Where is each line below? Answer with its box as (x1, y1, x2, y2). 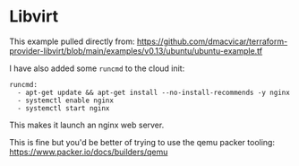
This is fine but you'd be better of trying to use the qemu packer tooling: (9, 136, 276, 147)
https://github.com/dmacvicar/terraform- (136, 36, 288, 47)
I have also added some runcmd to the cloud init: (9, 63, 185, 74)
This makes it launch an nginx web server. (9, 119, 165, 130)
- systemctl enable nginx (17, 96, 115, 105)
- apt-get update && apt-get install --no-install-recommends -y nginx (17, 88, 291, 97)
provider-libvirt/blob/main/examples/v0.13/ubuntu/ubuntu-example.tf (9, 45, 263, 56)
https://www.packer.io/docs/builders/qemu (9, 146, 168, 157)
